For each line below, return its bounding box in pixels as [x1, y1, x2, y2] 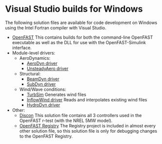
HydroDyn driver [26, 102, 61, 108]
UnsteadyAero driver [26, 65, 69, 72]
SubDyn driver [26, 81, 56, 87]
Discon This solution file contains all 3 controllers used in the [19, 112, 142, 118]
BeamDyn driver [26, 76, 60, 82]
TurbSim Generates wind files [26, 92, 86, 97]
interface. [12, 45, 32, 50]
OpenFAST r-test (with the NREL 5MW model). [19, 118, 113, 123]
